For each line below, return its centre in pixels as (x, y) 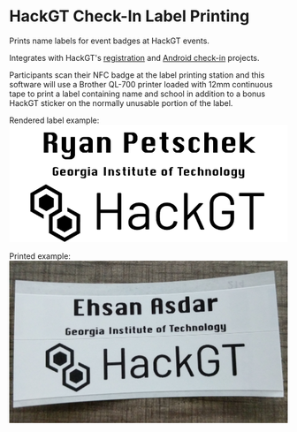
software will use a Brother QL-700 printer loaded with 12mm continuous (141, 84)
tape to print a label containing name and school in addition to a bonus (137, 94)
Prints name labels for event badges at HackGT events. (110, 41)
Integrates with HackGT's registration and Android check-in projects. (134, 57)
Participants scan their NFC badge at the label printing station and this (137, 75)
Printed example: (40, 256)
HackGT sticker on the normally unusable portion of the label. (121, 102)
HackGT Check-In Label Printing (129, 16)
